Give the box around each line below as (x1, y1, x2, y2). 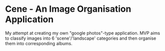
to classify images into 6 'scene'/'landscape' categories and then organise (5, 35, 157, 41)
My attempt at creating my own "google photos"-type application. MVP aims (5, 30, 161, 36)
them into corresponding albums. (5, 40, 72, 46)
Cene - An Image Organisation (5, 3, 132, 15)
